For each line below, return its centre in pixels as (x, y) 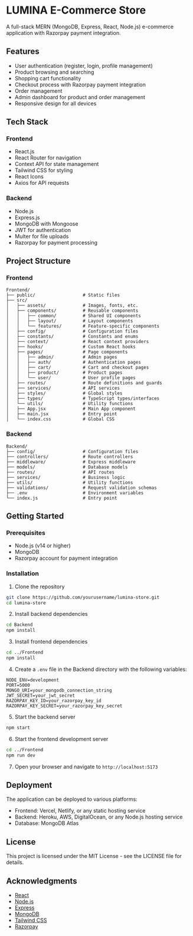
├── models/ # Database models (67, 467)
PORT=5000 (18, 685)
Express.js (27, 217)
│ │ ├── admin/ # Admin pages (62, 357)
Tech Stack (27, 122)
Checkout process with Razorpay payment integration (80, 84)
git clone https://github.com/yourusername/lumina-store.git (83, 597)
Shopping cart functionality (48, 78)
